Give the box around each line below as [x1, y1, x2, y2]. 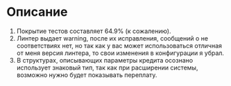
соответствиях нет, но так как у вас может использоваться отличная [16, 41, 223, 50]
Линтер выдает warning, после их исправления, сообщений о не [16, 34, 209, 42]
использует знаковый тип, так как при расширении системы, [16, 63, 198, 72]
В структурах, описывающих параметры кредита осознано [16, 56, 194, 64]
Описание [6, 4, 68, 20]
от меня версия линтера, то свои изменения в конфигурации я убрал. [16, 49, 225, 57]
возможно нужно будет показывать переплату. [16, 70, 157, 79]
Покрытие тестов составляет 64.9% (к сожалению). [16, 27, 171, 35]
